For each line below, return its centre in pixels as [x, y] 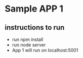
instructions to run [35, 27]
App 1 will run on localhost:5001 [45, 50]
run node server [29, 45]
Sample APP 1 [34, 9]
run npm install [28, 39]
